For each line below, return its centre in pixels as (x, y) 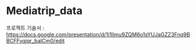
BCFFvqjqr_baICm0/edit (36, 41)
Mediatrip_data (45, 11)
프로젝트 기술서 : (25, 28)
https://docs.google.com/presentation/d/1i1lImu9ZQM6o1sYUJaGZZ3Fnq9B (98, 34)
